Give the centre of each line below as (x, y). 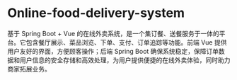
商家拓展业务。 (29, 69)
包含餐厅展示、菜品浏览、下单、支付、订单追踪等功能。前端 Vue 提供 (126, 42)
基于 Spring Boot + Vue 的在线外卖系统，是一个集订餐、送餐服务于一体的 (113, 33)
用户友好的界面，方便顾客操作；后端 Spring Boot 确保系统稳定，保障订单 (113, 51)
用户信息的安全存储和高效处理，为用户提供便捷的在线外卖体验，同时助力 (125, 60)
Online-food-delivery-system (96, 13)
